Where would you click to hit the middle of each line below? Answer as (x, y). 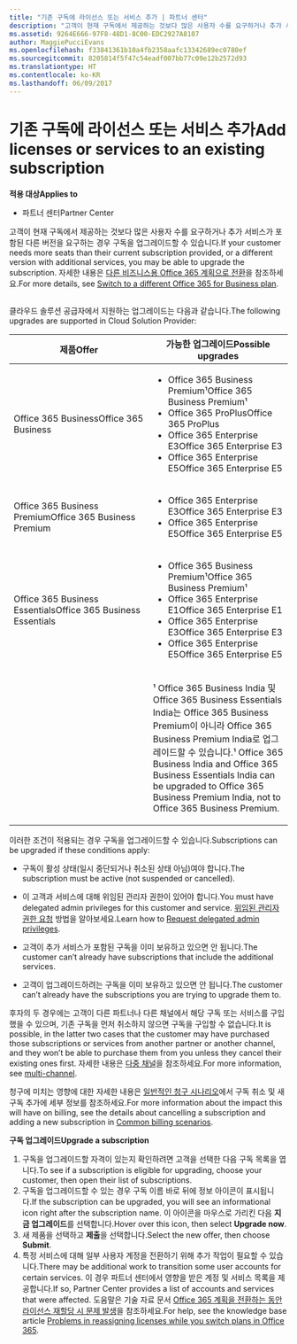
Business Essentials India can (214, 774)
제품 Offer (79, 349)
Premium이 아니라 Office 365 (213, 726)
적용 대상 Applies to (43, 194)
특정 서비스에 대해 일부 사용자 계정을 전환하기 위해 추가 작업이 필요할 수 (145, 1255)
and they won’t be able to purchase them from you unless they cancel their (146, 1053)
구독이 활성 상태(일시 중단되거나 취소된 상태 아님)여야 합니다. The (133, 868)
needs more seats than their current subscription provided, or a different (141, 252)
